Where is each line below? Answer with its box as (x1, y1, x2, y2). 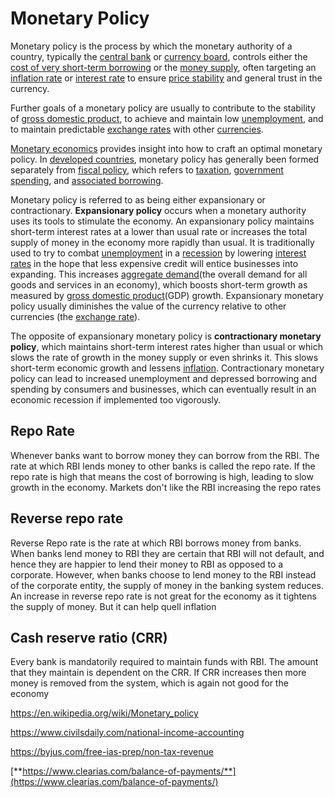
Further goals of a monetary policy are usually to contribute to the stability (10, 102, 316, 114)
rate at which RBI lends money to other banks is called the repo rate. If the (10, 460, 316, 472)
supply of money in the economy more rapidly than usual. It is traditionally (10, 236, 315, 248)
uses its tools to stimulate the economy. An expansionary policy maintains (10, 215, 315, 227)
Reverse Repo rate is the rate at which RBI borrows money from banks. (10, 537, 302, 549)
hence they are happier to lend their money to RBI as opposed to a (10, 558, 284, 570)
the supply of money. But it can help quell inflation (10, 600, 217, 612)
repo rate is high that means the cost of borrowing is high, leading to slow (10, 470, 314, 482)
